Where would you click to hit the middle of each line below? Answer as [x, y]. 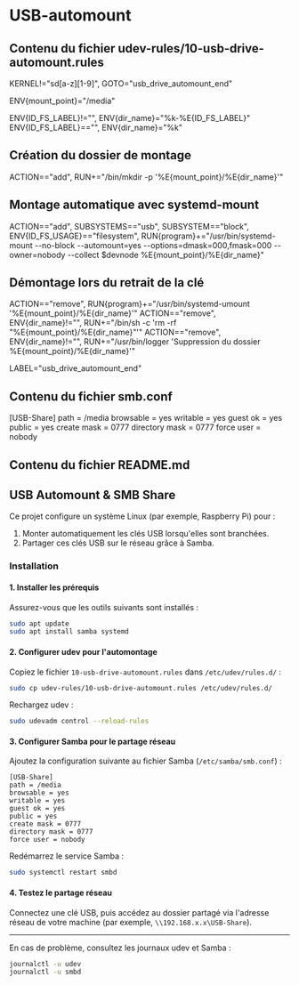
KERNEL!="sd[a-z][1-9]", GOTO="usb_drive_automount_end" [121, 84]
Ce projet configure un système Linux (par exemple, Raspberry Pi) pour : [142, 516]
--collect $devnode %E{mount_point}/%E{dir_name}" [166, 254]
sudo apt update [39, 624]
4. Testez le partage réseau [61, 892]
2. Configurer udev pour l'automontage [83, 651]
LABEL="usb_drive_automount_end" [76, 368]
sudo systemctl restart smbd [63, 873]
